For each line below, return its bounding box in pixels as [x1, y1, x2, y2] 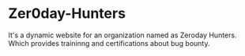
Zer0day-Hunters [8, 5, 126, 23]
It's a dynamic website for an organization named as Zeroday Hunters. [8, 30, 237, 40]
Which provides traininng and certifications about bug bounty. [8, 38, 211, 47]
